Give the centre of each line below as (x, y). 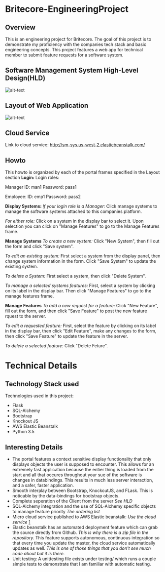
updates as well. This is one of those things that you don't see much (82, 548)
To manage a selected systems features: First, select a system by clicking (80, 286)
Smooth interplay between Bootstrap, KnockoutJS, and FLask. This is (82, 490)
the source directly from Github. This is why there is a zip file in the (80, 532)
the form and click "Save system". (39, 246)
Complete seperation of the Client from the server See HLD (72, 501)
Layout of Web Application (47, 105)
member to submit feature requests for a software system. (64, 55)
